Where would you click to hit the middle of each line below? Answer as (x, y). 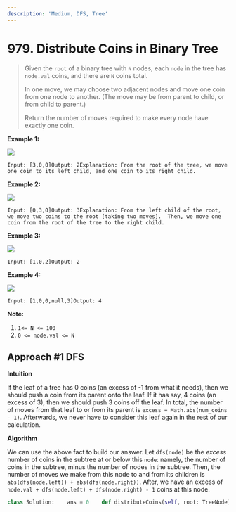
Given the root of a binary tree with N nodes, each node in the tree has (125, 68)
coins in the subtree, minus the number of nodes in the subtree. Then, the (114, 467)
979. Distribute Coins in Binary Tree (113, 48)
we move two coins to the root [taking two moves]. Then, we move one (114, 216)
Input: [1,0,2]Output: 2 (44, 262)
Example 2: (24, 184)
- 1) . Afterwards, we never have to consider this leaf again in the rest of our (117, 417)
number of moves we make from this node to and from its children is (106, 475)
